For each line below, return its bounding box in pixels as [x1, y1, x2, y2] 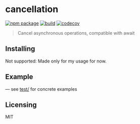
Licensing [5, 100, 37, 109]
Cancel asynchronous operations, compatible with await [17, 30, 135, 36]
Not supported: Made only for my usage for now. [5, 58, 107, 64]
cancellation [5, 4, 59, 15]
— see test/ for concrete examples [5, 86, 77, 92]
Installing [5, 44, 35, 53]
